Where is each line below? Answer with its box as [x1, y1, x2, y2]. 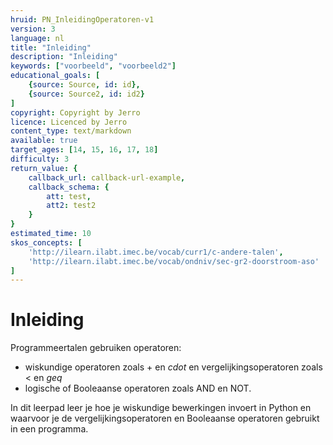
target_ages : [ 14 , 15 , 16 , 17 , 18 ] [10, 145, 159, 155]
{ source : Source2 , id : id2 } [28, 89, 145, 99]
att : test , [46, 191, 92, 201]
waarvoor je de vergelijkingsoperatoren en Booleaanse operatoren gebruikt [10, 412, 320, 425]
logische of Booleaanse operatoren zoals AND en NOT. [24, 382, 252, 395]
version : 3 [10, 24, 56, 34]
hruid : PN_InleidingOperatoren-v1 [10, 14, 155, 25]
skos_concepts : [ [10, 237, 83, 248]
